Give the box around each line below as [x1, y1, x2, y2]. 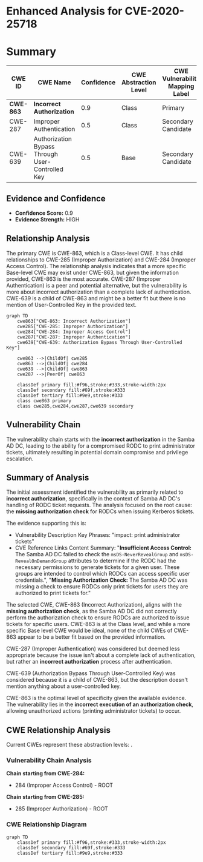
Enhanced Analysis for [6, 4, 123, 18]
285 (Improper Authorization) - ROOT [14, 805, 108, 812]
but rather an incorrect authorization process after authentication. [6, 658, 172, 665]
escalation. [6, 455, 34, 462]
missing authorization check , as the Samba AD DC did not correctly [6, 608, 177, 615]
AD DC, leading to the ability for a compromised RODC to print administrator [6, 442, 195, 450]
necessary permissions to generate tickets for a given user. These [14, 564, 180, 571]
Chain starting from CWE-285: [6, 793, 85, 801]
